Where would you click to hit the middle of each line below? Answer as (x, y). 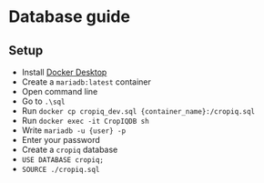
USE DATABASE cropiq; (62, 160)
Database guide (70, 17)
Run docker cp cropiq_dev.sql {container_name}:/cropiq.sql (138, 111)
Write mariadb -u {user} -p (74, 130)
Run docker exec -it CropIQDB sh (85, 121)
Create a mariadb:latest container (86, 82)
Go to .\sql (43, 101)
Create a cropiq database (70, 149)
